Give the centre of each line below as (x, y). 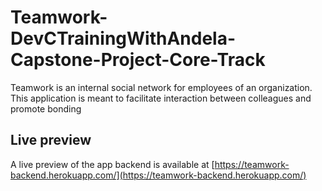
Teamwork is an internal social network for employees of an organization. (161, 87)
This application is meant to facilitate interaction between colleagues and (161, 98)
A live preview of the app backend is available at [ (112, 164)
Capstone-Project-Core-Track (138, 60)
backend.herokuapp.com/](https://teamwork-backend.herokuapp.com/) (158, 175)
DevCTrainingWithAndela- (123, 38)
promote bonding (46, 108)
